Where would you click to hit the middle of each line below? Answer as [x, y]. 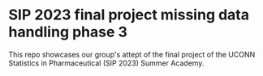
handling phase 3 [68, 32]
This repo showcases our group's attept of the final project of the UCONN [132, 54]
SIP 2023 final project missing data [129, 15]
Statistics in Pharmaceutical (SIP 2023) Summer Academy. [106, 63]
